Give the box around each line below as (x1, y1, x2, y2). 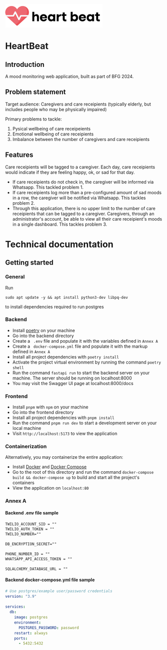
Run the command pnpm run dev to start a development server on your (12, 420, 157, 426)
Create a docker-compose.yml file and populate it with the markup (12, 343, 148, 349)
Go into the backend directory (12, 333, 74, 339)
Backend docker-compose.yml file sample (5, 577, 95, 583)
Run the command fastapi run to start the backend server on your (12, 370, 150, 376)
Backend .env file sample (5, 510, 59, 516)
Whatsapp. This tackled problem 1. (12, 184, 84, 190)
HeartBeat (5, 40, 49, 52)
